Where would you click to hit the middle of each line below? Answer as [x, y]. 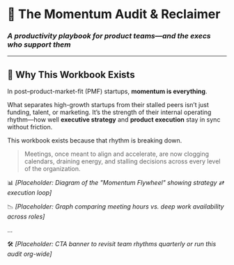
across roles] [26, 217]
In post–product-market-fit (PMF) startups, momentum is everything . [107, 91]
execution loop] [30, 193]
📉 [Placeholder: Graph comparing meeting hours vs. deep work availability [116, 207]
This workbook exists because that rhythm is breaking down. [95, 140]
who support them [39, 45]
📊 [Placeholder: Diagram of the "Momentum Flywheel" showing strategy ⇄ [116, 183]
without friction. [30, 127]
